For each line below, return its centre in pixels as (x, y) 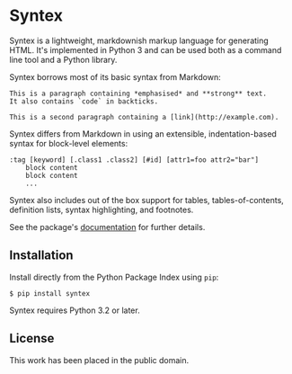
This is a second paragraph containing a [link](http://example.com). (144, 117)
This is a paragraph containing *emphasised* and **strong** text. (138, 93)
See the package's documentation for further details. (107, 227)
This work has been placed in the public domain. (99, 360)
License (32, 338)
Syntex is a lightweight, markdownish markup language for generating (139, 40)
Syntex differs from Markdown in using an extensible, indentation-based (143, 134)
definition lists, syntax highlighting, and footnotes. (102, 209)
